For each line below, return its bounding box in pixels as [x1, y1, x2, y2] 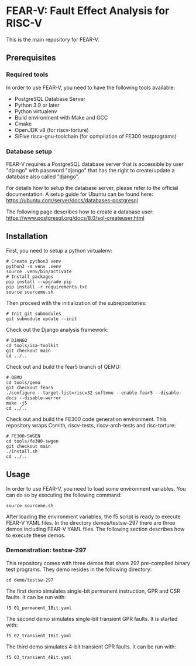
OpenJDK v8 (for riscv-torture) [14, 126, 89, 133]
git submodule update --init [6, 315, 77, 322]
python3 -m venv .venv [6, 263, 61, 269]
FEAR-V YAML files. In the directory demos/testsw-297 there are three [6, 519, 176, 526]
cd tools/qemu [6, 379, 41, 385]
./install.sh [6, 448, 38, 454]
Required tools [6, 70, 49, 79]
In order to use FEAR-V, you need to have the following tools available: [6, 84, 176, 91]
